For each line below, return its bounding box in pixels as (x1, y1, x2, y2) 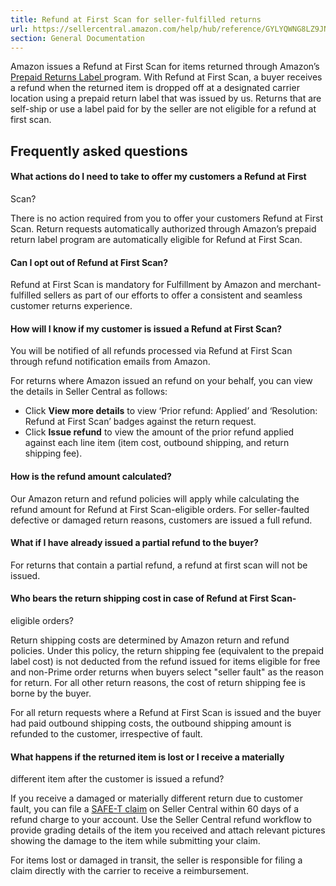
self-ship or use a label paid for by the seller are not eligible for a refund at (10, 103, 317, 115)
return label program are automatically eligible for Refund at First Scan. (10, 233, 303, 245)
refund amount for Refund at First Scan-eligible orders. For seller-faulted (10, 503, 310, 515)
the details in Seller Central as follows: (10, 386, 168, 398)
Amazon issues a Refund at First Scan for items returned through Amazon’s (10, 61, 320, 73)
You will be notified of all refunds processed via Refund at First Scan (10, 345, 293, 357)
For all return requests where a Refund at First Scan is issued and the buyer (10, 706, 322, 718)
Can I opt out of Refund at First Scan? (10, 256, 169, 268)
